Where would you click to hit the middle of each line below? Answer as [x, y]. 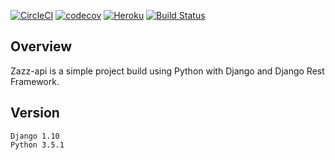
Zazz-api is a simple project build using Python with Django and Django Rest [167, 71]
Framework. [35, 81]
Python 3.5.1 [37, 145]
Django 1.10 [35, 136]
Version [35, 113]
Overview [41, 46]
